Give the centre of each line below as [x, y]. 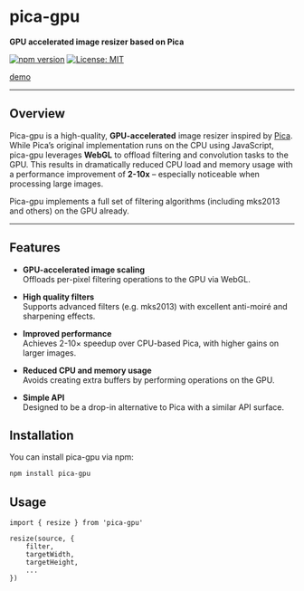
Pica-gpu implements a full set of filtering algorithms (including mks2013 [145, 201]
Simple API [43, 397]
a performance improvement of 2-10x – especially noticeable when [135, 174]
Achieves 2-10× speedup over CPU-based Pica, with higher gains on [151, 343]
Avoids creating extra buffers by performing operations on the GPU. [148, 380]
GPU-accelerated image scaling [84, 270]
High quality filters [58, 297]
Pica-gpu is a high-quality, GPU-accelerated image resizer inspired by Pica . [151, 135]
